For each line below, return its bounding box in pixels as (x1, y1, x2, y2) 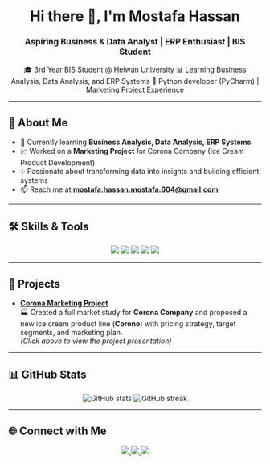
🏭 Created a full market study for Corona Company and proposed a (19, 307, 247, 317)
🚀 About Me (8, 116, 68, 130)
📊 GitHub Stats (8, 368, 87, 382)
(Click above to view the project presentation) (19, 336, 172, 346)
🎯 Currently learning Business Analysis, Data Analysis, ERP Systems (19, 137, 252, 147)
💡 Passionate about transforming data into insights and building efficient (19, 167, 260, 176)
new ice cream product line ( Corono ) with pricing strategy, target (19, 318, 236, 329)
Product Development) (19, 158, 96, 168)
